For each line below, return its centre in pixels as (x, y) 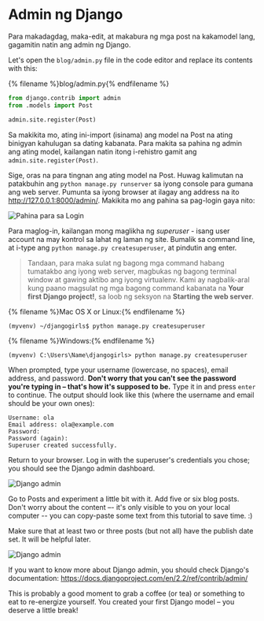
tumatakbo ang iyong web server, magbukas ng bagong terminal (132, 271)
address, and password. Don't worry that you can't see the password (123, 378)
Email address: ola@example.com (61, 424)
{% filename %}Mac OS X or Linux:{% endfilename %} (97, 311)
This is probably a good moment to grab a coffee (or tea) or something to (126, 593)
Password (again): (38, 438)
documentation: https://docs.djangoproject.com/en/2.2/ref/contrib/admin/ (128, 578)
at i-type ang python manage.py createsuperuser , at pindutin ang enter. (123, 247)
